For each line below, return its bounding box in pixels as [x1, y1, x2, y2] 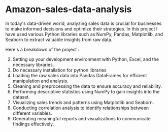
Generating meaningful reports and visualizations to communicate [12, 115, 151, 121]
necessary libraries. [12, 61, 54, 68]
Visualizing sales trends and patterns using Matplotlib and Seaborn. [12, 99, 154, 105]
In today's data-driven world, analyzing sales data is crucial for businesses [5, 20, 162, 26]
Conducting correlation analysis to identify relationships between [12, 105, 149, 111]
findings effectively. [12, 121, 54, 127]
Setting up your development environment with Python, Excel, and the [12, 56, 159, 62]
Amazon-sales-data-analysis [5, 4, 132, 15]
